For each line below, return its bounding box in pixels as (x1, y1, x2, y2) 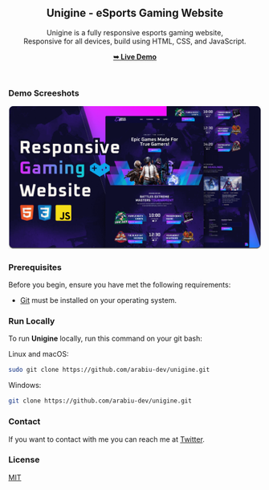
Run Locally (8, 316, 55, 327)
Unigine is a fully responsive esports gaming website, (47, 27, 223, 37)
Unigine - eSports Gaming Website (46, 6, 224, 20)
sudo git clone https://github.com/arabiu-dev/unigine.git (8, 365, 210, 374)
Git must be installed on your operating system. (19, 296, 177, 305)
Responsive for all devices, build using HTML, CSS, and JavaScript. (23, 36, 247, 46)
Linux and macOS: (8, 349, 69, 359)
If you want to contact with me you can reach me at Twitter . (8, 434, 205, 444)
